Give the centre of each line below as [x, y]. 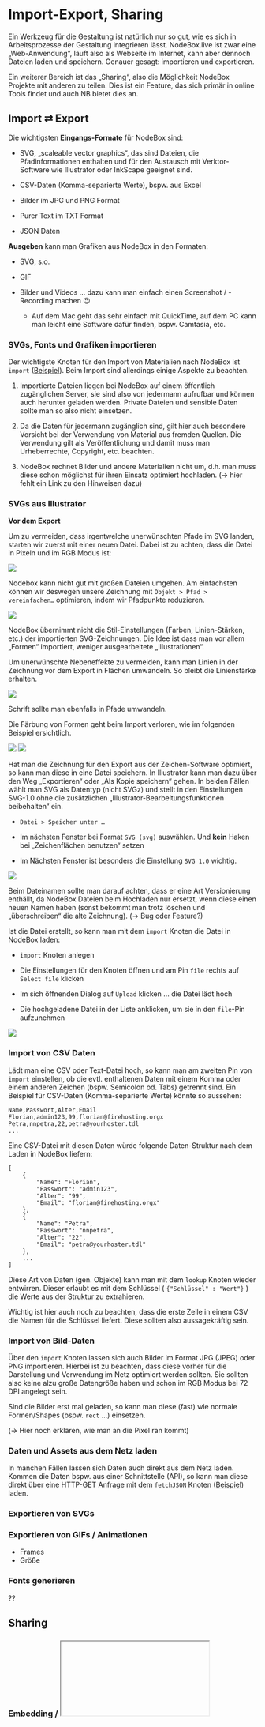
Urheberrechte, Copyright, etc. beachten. [87, 451]
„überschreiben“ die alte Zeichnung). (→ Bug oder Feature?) [106, 916]
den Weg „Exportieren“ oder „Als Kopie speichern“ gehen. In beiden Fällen [129, 781]
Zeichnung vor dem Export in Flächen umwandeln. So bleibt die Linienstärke [132, 671]
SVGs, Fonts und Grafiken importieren [82, 344]
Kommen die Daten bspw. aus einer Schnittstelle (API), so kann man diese [128, 1477]
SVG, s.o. [35, 261]
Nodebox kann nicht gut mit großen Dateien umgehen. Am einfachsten [123, 583]
